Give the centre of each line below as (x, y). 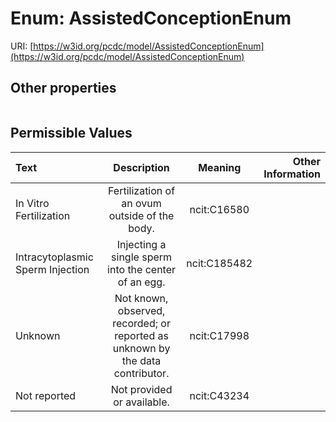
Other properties (63, 88)
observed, (141, 310)
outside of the (141, 215)
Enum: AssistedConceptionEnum (151, 18)
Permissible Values (71, 133)
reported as (141, 335)
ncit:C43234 (219, 395)
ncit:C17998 (219, 335)
